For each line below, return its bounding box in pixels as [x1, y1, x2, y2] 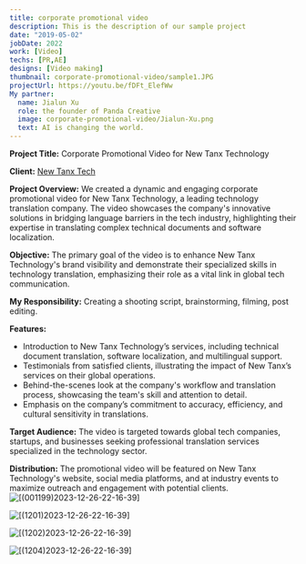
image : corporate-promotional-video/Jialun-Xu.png [17, 115, 214, 124]
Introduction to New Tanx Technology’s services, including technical [22, 341, 280, 351]
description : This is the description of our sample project [9, 22, 247, 31]
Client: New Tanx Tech [9, 166, 96, 176]
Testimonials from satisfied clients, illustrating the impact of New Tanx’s [22, 360, 291, 371]
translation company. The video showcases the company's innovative [9, 203, 271, 214]
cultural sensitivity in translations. [22, 408, 148, 419]
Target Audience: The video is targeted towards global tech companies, [9, 427, 280, 437]
